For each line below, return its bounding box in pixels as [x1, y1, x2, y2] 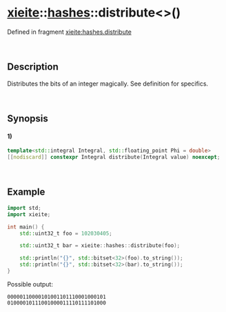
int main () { [7, 223, 45, 231]
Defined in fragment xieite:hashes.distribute [7, 28, 132, 36]
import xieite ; [7, 211, 51, 218]
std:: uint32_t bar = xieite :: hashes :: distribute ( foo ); [19, 242, 181, 249]
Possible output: [7, 280, 54, 288]
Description [7, 61, 59, 73]
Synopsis [7, 113, 48, 125]
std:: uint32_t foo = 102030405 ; [19, 230, 112, 237]
